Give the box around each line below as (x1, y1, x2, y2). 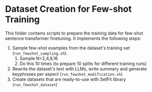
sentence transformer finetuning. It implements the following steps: (5, 35, 142, 41)
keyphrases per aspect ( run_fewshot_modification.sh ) (12, 71, 123, 77)
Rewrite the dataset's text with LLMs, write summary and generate (12, 65, 147, 72)
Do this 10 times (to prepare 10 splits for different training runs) (19, 61, 147, 66)
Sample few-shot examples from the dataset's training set (12, 45, 130, 51)
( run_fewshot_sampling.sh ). (12, 50, 68, 56)
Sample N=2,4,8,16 (19, 55, 58, 61)
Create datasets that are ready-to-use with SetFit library (12, 76, 126, 82)
